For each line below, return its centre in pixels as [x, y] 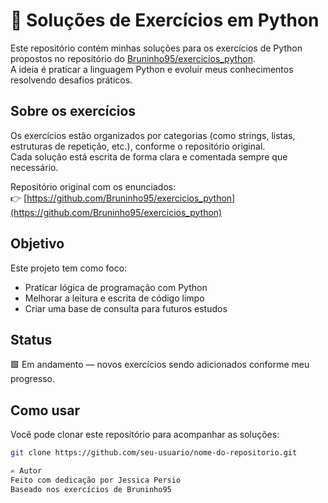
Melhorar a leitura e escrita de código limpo [114, 298]
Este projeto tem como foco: [69, 268]
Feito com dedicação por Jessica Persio [96, 480]
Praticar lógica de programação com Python [116, 287]
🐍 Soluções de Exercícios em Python [165, 20]
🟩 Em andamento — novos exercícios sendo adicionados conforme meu [160, 365]
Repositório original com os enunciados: [93, 186]
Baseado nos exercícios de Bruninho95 [91, 489]
